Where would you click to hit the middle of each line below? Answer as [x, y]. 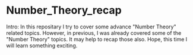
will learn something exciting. [42, 46]
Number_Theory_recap [64, 10]
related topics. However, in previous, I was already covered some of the [94, 33]
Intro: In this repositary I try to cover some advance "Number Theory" [91, 27]
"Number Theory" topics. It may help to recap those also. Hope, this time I [97, 39]
